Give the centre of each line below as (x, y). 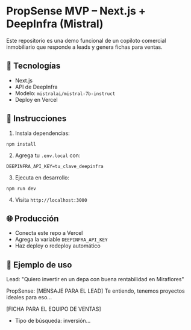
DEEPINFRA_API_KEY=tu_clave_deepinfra (55, 166)
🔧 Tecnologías (33, 66)
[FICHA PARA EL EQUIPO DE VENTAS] (54, 309)
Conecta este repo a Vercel (49, 233)
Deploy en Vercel (36, 99)
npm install (21, 144)
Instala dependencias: (42, 133)
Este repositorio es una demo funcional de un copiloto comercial (86, 40)
